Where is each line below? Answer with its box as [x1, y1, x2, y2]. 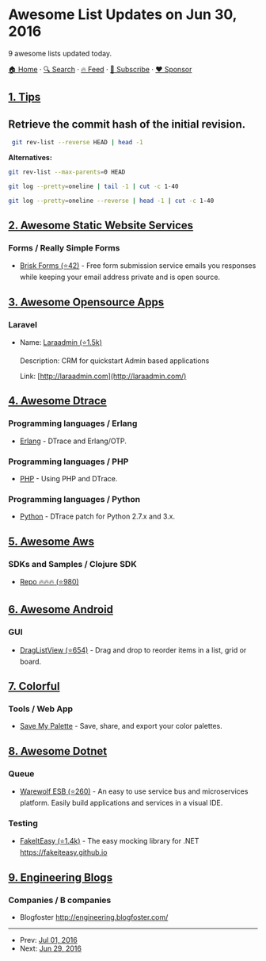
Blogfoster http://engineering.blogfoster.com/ [19, 913, 169, 922]
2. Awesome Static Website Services [8, 219, 194, 232]
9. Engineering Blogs [8, 871, 113, 884]
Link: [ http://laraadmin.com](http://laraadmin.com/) [19, 371, 187, 381]
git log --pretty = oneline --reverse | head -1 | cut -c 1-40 [8, 197, 215, 205]
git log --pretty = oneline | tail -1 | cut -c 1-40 [8, 182, 179, 190]
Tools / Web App [8, 703, 74, 714]
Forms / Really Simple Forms [8, 242, 120, 253]
